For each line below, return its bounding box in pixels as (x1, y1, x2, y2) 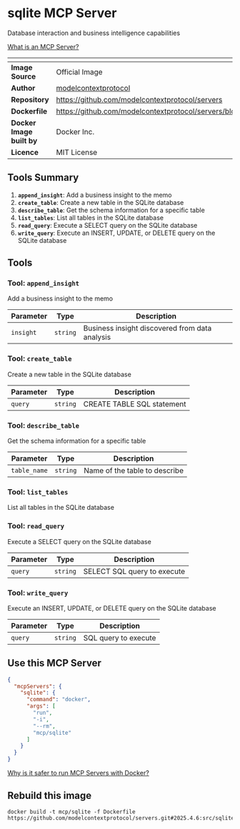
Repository (11, 94, 49, 104)
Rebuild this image (7, 789, 92, 801)
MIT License (56, 147, 98, 157)
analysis (83, 332, 111, 342)
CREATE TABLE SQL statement (83, 398, 187, 408)
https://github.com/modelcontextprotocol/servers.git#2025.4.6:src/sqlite (7, 814, 235, 822)
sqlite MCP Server (7, 5, 117, 21)
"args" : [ (26, 703, 56, 710)
